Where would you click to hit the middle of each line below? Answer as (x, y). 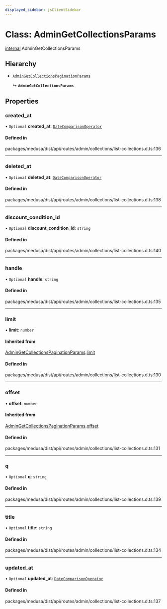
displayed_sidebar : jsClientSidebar (43, 10)
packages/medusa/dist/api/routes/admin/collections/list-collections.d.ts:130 (83, 375)
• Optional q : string (26, 477)
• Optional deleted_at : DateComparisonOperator (53, 177)
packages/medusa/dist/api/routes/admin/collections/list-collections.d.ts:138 (83, 199)
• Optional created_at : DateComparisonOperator (54, 126)
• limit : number (20, 330)
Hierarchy (21, 64)
